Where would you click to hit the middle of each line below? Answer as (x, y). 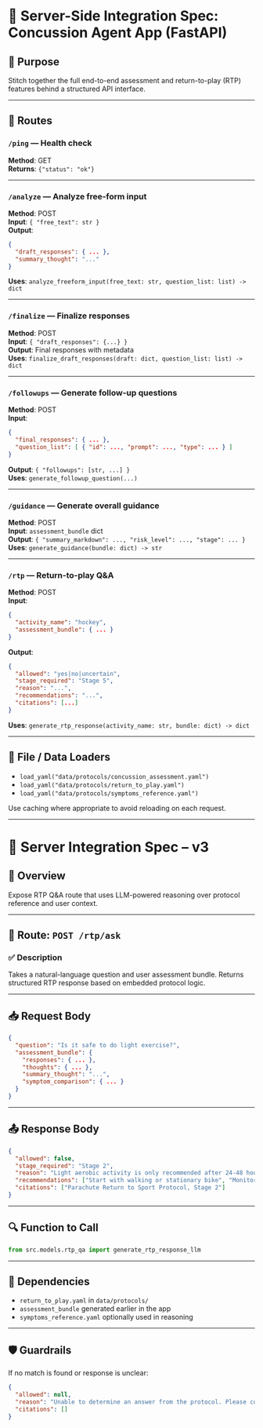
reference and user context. (53, 903)
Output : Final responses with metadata (71, 349)
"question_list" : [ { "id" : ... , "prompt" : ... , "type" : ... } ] (124, 447)
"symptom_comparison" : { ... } (73, 1082)
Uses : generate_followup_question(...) (73, 477)
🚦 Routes (30, 121)
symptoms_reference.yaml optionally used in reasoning (106, 1317)
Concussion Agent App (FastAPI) (118, 33)
